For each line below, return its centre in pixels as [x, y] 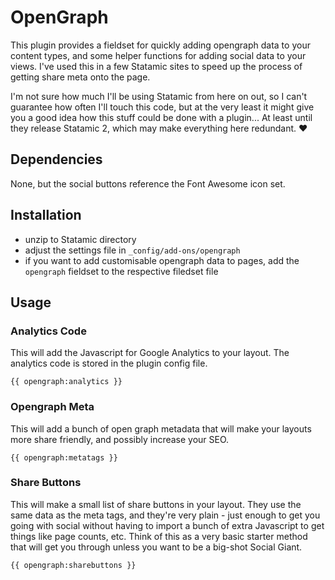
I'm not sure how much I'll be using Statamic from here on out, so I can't [159, 96]
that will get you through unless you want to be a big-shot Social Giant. [156, 547]
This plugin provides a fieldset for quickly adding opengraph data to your [160, 45]
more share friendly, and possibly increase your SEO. [120, 439]
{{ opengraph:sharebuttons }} [73, 565]
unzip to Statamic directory [80, 239]
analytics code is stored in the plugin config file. [109, 363]
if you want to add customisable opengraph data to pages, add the [162, 260]
